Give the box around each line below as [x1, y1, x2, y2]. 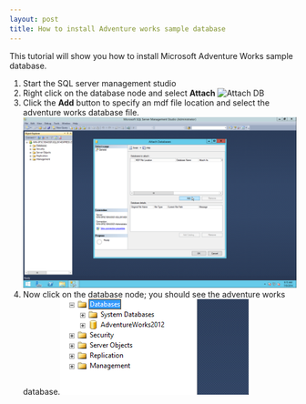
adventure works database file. [22, 106, 139, 117]
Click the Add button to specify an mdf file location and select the [22, 96, 270, 108]
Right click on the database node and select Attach [22, 87, 216, 98]
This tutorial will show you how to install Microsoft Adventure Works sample [9, 50, 293, 61]
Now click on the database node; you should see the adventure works [22, 288, 286, 299]
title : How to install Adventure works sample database [9, 24, 226, 34]
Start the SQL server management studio [22, 77, 177, 88]
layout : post [9, 15, 59, 24]
